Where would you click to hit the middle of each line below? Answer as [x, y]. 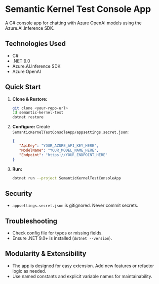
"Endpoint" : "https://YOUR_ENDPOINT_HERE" [63, 155]
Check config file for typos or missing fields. [57, 233]
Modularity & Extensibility [46, 254]
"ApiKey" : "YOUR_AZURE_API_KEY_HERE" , [59, 146]
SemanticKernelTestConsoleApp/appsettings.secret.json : [71, 132]
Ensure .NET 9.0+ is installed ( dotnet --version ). [62, 238]
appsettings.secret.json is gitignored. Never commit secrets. [75, 205]
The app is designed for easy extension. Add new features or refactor [83, 266]
